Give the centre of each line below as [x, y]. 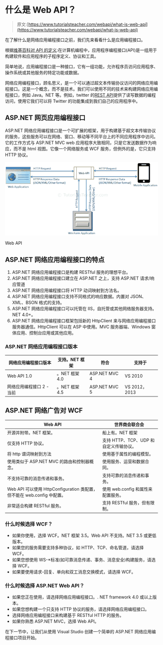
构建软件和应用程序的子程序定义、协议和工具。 [52, 56]
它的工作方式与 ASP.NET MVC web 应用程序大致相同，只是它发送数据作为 [79, 142]
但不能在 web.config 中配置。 [37, 495]
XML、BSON [25, 303]
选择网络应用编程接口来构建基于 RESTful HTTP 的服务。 [68, 615]
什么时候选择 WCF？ [29, 524]
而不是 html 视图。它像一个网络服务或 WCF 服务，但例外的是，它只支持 [85, 149]
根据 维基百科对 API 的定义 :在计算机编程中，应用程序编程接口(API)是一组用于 [81, 50]
